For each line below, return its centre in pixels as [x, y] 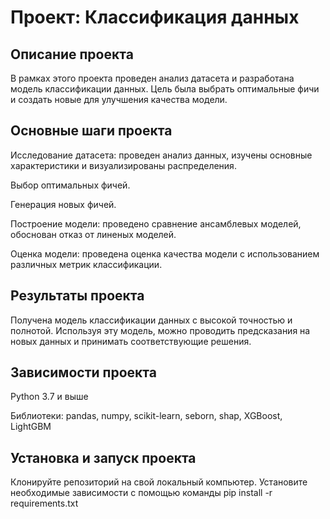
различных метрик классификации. [86, 264]
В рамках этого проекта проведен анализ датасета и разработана [152, 78]
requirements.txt [44, 503]
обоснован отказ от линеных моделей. [93, 234]
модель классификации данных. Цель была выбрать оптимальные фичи [165, 89]
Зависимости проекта [83, 372]
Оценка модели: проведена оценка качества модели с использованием [165, 253]
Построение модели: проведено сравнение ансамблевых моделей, [156, 223]
